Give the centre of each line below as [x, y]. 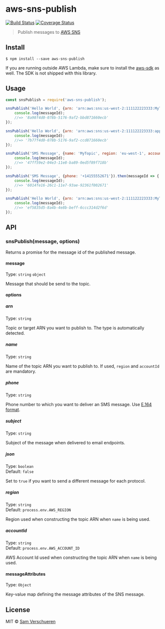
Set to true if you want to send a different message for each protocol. [76, 481]
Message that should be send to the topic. [48, 284]
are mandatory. [21, 371]
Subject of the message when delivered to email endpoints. [65, 443]
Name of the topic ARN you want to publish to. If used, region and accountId [82, 366]
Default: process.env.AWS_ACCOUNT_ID [43, 548]
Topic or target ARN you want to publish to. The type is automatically [75, 328]
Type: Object [18, 585]
